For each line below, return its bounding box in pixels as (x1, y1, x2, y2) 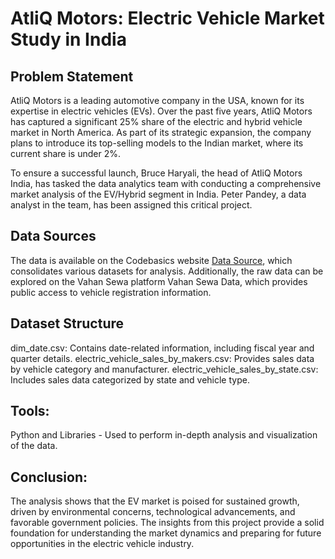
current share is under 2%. (10, 148, 121, 159)
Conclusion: (10, 468, 88, 486)
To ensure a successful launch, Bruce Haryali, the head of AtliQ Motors (10, 167, 303, 179)
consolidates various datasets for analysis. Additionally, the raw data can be (10, 265, 324, 277)
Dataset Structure (10, 315, 125, 332)
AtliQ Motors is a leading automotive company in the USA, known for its (10, 95, 305, 106)
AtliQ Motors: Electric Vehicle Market (10, 7, 325, 30)
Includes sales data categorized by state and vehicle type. (10, 373, 250, 386)
